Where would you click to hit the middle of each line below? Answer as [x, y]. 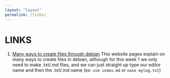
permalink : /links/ [26, 15]
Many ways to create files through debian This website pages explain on [89, 54]
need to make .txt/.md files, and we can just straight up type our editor [87, 65]
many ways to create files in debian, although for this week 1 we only [85, 60]
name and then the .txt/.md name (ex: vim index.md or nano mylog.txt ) [87, 70]
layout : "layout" [23, 10]
